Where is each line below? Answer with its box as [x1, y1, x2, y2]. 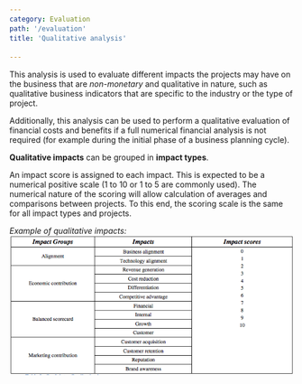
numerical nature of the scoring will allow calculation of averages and [9, 189, 268, 200]
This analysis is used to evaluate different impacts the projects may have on [9, 69, 291, 80]
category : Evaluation [9, 14, 91, 23]
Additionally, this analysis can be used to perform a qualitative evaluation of [9, 116, 290, 126]
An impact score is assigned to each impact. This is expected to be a [9, 170, 266, 181]
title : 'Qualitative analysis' [9, 33, 127, 42]
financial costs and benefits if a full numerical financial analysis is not [9, 125, 267, 136]
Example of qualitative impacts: [9, 226, 127, 237]
